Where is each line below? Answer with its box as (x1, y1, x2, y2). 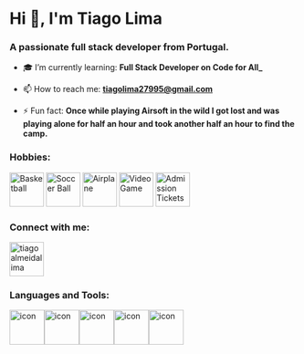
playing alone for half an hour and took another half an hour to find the (22, 119, 295, 130)
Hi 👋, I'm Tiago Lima (9, 8, 162, 29)
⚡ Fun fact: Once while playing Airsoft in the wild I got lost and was (22, 105, 280, 117)
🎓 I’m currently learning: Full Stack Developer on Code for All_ (22, 62, 263, 73)
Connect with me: (9, 221, 90, 234)
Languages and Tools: (9, 289, 110, 301)
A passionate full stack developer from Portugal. (9, 41, 230, 54)
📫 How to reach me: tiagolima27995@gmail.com (22, 84, 213, 95)
